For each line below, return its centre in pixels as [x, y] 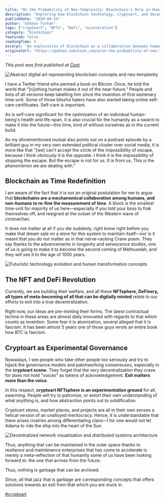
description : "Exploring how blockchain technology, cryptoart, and [77, 14]
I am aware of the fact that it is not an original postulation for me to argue [79, 193]
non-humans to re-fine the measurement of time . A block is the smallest [80, 203]
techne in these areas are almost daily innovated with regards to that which [81, 317]
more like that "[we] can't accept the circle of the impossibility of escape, [79, 150]
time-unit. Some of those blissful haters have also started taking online [77, 99]
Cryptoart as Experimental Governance [66, 348]
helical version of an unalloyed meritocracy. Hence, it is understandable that [82, 415]
